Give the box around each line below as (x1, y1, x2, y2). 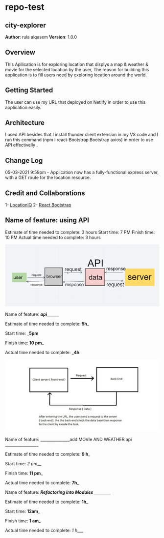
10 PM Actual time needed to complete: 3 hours (5, 234, 101, 240)
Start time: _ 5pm (5, 330, 39, 336)
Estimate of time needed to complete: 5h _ (5, 321, 90, 327)
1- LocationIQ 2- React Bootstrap (5, 202, 71, 208)
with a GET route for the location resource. (5, 175, 91, 180)
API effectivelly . (5, 142, 38, 148)
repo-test (5, 1, 45, 13)
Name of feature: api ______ (5, 311, 59, 317)
